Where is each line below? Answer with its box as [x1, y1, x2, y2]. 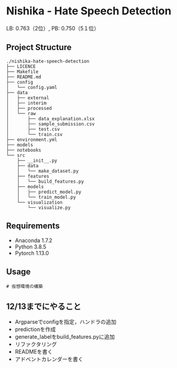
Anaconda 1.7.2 [14, 237, 53, 244]
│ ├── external [6, 94, 50, 101]
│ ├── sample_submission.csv [6, 121, 95, 127]
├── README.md [6, 73, 42, 80]
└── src [6, 152, 26, 158]
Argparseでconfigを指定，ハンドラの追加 [14, 318, 117, 326]
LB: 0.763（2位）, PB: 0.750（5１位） [6, 24, 100, 32]
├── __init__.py [17, 157, 58, 164]
